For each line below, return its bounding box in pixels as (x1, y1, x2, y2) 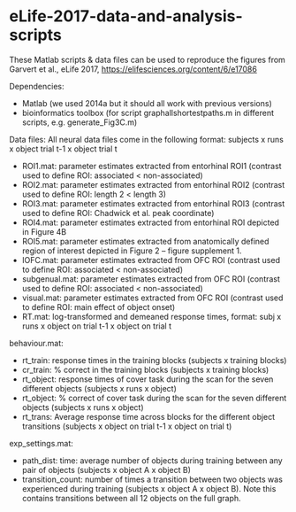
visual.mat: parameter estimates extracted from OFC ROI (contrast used (21, 292, 284, 303)
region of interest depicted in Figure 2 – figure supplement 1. (21, 245, 242, 256)
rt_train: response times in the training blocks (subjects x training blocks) (21, 354, 287, 365)
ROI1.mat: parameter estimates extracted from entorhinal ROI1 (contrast (21, 160, 282, 171)
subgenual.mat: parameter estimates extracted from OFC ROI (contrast (21, 273, 281, 284)
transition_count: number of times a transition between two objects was (21, 474, 283, 485)
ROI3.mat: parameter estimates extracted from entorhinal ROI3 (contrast (21, 198, 285, 209)
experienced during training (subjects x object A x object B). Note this (21, 483, 277, 493)
